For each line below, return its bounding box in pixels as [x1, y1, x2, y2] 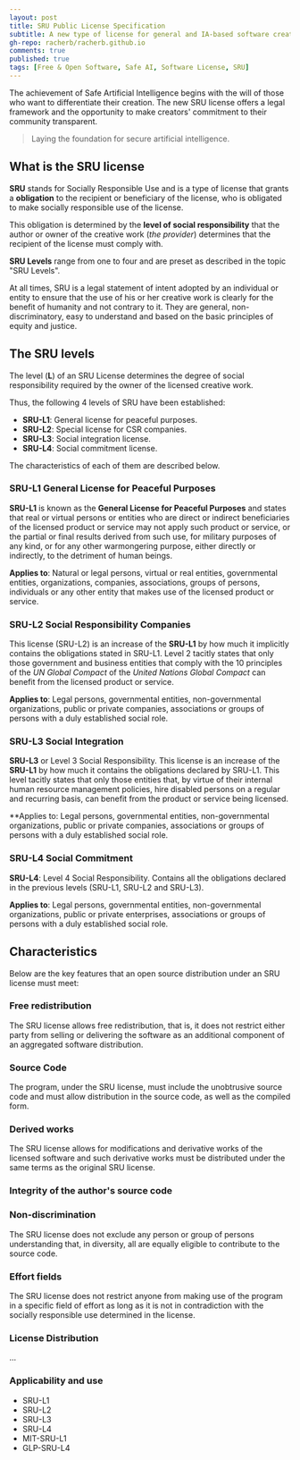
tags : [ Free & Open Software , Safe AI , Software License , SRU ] [9, 63, 250, 72]
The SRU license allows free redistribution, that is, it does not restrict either [9, 1020, 286, 1031]
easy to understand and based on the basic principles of [65, 310, 274, 322]
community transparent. [9, 115, 98, 126]
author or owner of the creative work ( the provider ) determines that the [9, 229, 271, 240]
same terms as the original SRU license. [9, 1162, 156, 1173]
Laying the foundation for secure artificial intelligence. [30, 133, 230, 144]
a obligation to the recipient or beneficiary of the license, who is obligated [9, 192, 283, 203]
